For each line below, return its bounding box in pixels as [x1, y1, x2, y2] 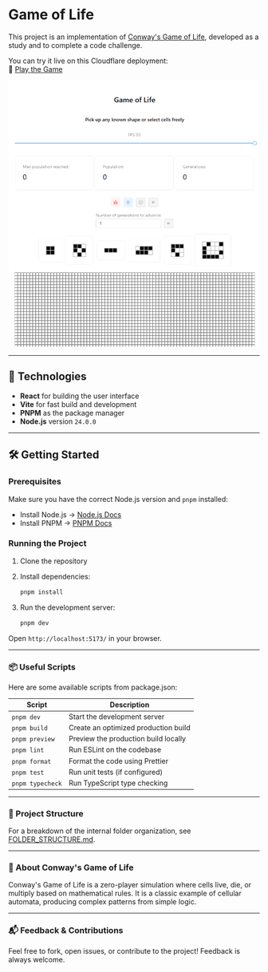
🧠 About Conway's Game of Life [8, 862, 134, 873]
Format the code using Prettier [69, 756, 169, 765]
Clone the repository [19, 556, 88, 566]
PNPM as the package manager [19, 408, 125, 417]
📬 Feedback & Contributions [8, 925, 124, 936]
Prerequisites [8, 476, 61, 488]
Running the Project [8, 538, 87, 549]
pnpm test [11, 769, 45, 776]
